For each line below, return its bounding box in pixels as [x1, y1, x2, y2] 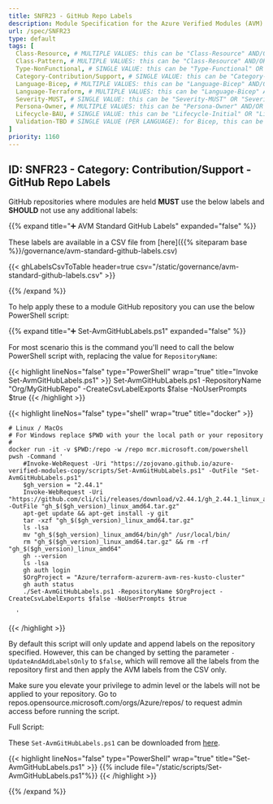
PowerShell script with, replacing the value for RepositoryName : [8, 351, 218, 361]
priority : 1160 [8, 132, 60, 140]
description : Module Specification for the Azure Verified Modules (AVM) [8, 19, 264, 28]
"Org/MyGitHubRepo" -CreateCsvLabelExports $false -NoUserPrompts [8, 384, 248, 394]
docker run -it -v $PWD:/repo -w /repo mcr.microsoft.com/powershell [8, 446, 249, 454]
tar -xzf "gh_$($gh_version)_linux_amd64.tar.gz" [23, 517, 195, 525]
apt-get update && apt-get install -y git [23, 509, 169, 518]
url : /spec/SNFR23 [8, 27, 71, 35]
